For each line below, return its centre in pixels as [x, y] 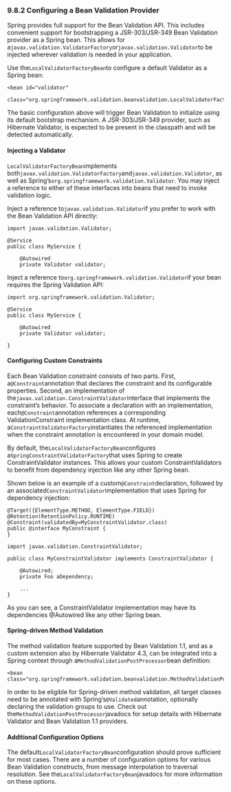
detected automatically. [40, 135]
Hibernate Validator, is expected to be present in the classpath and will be [111, 127]
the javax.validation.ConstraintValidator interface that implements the [109, 397]
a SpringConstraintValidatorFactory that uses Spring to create [95, 455]
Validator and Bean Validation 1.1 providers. [68, 721]
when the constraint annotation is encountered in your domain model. [106, 434]
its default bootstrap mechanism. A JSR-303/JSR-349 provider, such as [109, 120]
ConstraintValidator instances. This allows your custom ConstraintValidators [114, 462]
